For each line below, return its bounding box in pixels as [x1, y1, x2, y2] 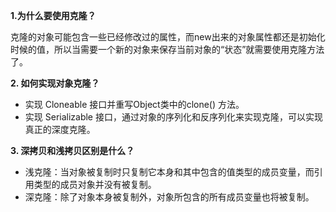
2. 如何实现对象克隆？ [10, 77, 100, 89]
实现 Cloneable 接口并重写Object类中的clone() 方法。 [24, 99, 245, 110]
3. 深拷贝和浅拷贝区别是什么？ [10, 145, 135, 156]
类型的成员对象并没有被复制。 [33, 179, 157, 190]
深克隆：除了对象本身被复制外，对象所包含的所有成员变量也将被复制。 [24, 191, 315, 203]
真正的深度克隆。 [24, 124, 96, 135]
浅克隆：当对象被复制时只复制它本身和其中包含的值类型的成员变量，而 [24, 166, 315, 178]
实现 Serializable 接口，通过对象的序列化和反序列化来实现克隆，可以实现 [24, 111, 323, 123]
